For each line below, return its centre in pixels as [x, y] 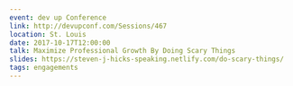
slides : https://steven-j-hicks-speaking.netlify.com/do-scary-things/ [146, 59]
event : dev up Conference [58, 17]
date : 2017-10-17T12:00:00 [60, 43]
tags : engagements [44, 68]
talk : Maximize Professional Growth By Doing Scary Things [123, 51]
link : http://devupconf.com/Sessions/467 [88, 26]
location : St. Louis [48, 34]
